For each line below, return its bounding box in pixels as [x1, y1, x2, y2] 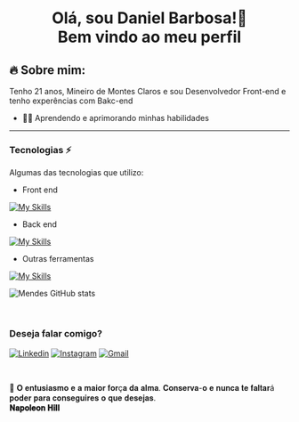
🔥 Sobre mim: [9, 62, 86, 77]
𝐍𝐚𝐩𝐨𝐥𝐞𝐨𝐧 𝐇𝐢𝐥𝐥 [9, 402, 61, 413]
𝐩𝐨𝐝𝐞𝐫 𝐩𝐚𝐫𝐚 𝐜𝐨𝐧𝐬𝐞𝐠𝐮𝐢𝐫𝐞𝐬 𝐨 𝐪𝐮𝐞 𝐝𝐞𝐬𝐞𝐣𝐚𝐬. [9, 392, 157, 403]
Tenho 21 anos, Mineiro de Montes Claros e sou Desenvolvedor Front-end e [9, 86, 287, 96]
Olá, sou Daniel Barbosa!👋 [52, 8, 247, 28]
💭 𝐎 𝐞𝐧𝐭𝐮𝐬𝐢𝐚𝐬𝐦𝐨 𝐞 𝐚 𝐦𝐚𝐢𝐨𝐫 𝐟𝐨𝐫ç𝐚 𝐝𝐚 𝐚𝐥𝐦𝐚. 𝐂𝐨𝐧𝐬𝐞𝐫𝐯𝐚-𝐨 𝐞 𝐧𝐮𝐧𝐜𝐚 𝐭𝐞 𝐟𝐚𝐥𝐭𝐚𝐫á [9, 382, 275, 393]
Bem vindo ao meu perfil [57, 27, 242, 47]
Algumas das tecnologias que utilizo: [9, 167, 144, 178]
